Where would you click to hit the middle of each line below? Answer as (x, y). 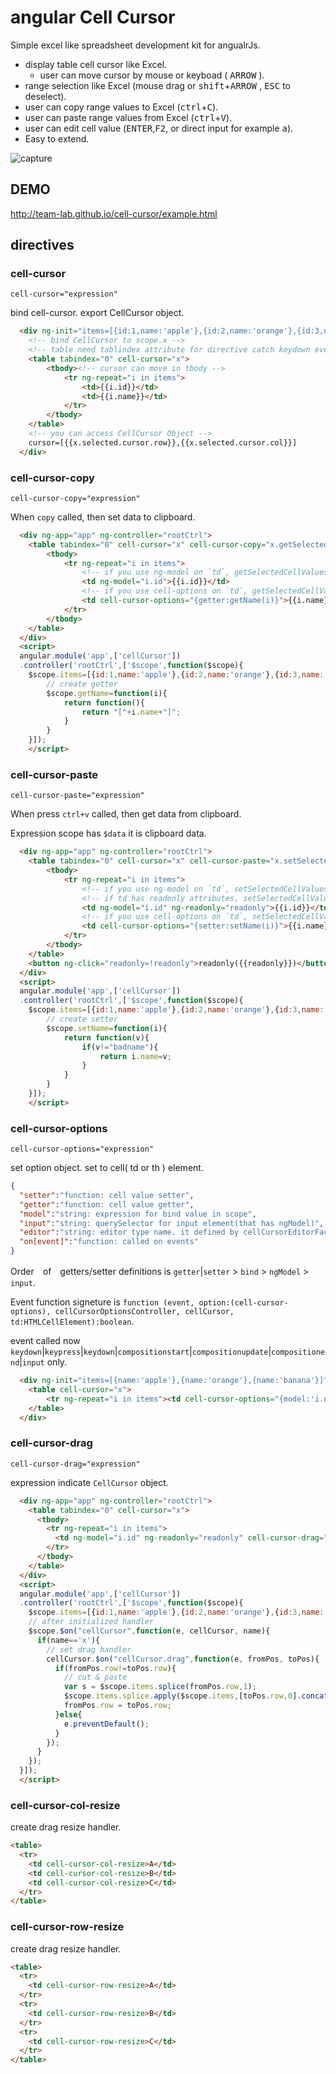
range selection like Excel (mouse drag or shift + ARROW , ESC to (157, 85)
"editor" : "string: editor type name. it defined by (129, 1232)
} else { (68, 1714)
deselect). (45, 96)
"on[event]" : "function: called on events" (109, 1242)
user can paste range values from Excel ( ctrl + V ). (128, 117)
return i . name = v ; (135, 1056)
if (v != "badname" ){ (120, 1047)
